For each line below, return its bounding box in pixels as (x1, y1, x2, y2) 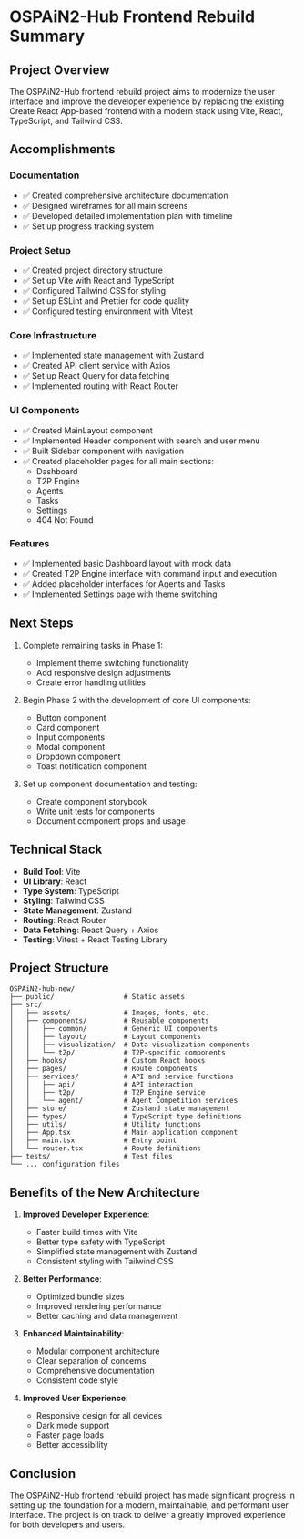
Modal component (35, 741, 106, 752)
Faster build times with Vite (35, 1227, 138, 1238)
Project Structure (9, 960, 109, 975)
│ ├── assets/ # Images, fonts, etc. (9, 1008, 209, 1018)
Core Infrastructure (9, 328, 97, 341)
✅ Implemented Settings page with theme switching (22, 588, 218, 599)
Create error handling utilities (35, 677, 146, 688)
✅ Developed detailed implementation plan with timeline (22, 210, 233, 221)
